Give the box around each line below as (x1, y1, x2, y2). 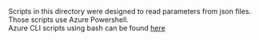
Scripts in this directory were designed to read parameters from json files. (8, 7, 252, 16)
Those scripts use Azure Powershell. (8, 15, 129, 24)
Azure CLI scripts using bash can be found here (8, 24, 165, 32)
